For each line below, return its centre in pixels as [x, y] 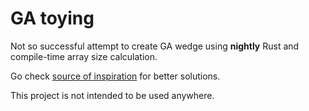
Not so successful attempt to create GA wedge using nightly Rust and [155, 46]
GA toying [52, 18]
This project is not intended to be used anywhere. [112, 95]
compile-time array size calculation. [84, 56]
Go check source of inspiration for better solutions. [115, 76]
